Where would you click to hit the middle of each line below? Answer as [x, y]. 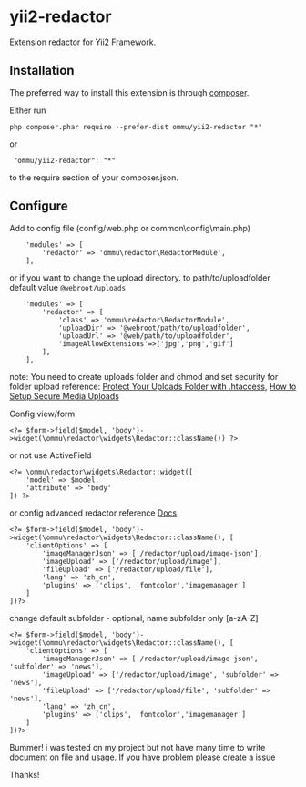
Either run [28, 110]
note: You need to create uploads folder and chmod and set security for [144, 376]
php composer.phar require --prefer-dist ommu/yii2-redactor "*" [136, 127]
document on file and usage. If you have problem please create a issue [143, 757]
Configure [39, 206]
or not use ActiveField [51, 455]
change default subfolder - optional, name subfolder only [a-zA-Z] [134, 618]
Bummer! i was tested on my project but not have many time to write [138, 747]
